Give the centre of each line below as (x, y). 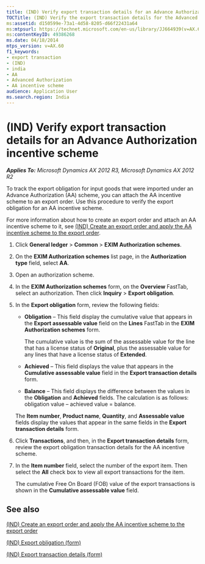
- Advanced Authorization (39, 80)
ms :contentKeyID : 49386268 (41, 35)
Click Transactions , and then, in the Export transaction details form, (102, 441)
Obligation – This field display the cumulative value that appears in (108, 316)
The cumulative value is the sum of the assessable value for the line (110, 341)
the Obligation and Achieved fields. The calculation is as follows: (106, 397)
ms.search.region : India (38, 97)
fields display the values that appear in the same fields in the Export (101, 422)
